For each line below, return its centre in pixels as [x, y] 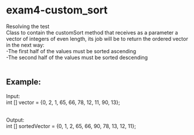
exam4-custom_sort [57, 10]
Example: [23, 82]
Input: [13, 96]
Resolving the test [28, 26]
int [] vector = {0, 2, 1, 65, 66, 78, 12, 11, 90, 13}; [63, 102]
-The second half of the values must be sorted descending [77, 57]
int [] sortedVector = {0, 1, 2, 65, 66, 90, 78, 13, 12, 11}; [71, 126]
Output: [15, 120]
